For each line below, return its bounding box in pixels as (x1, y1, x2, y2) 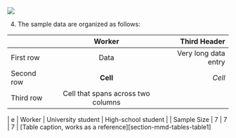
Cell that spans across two (63, 89, 150, 98)
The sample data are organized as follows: (17, 20, 140, 28)
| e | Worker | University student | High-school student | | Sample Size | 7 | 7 (7, 116, 228, 123)
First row (11, 53, 40, 62)
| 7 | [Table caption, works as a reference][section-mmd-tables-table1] (7, 123, 211, 131)
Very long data (176, 48, 225, 58)
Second (11, 69, 37, 78)
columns (92, 97, 121, 107)
